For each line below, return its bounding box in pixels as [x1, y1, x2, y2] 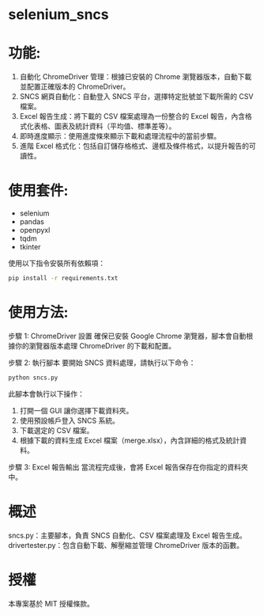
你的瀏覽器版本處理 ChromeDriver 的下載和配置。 [14, 340, 176, 350]
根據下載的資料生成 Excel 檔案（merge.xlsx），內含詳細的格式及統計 [19, 435, 240, 445]
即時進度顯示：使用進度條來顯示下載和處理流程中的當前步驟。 [19, 131, 221, 141]
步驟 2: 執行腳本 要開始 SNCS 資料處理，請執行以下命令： [8, 358, 196, 367]
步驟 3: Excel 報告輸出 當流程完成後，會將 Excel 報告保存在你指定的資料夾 [8, 462, 248, 472]
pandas [19, 217, 45, 226]
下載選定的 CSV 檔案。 [19, 425, 94, 435]
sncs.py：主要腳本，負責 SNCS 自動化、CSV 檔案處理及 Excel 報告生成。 [8, 530, 247, 540]
